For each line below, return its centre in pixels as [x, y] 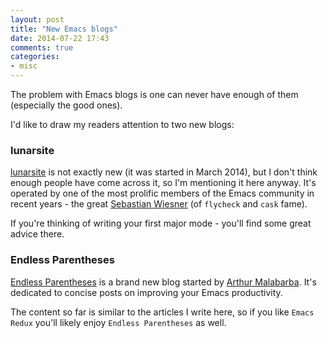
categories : [35, 57]
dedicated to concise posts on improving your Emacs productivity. [146, 292]
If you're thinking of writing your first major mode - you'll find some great [161, 223]
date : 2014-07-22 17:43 [60, 38]
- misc [24, 66]
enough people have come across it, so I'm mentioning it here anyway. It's [163, 183]
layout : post [37, 19]
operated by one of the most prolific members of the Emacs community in [162, 193]
